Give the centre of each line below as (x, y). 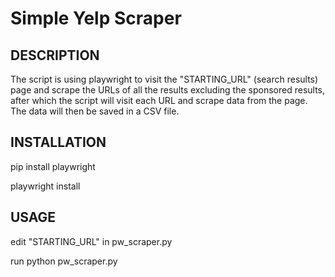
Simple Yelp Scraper (96, 18)
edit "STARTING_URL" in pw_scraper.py (91, 241)
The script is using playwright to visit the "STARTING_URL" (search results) (164, 79)
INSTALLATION (58, 142)
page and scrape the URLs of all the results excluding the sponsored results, (168, 90)
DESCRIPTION (55, 55)
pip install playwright (53, 166)
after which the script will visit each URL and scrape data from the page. (159, 100)
